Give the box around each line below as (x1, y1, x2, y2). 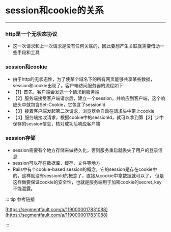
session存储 (5, 135, 36, 142)
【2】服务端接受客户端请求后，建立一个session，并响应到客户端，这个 (12, 95, 161, 101)
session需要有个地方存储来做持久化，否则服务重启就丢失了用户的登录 (12, 147, 159, 153)
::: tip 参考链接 (5, 196, 35, 202)
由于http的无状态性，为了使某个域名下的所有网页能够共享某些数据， (12, 76, 155, 82)
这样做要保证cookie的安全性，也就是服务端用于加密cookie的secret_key (12, 179, 162, 185)
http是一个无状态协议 (5, 30, 58, 37)
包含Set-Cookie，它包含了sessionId (30, 101, 106, 108)
